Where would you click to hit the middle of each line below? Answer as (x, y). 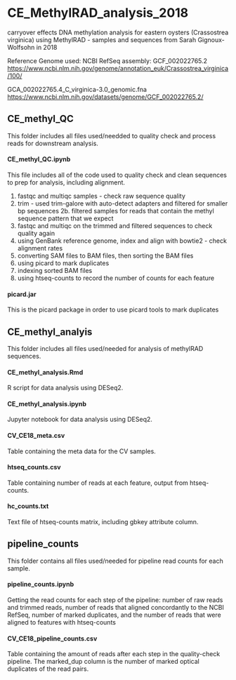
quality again (36, 233)
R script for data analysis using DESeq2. (65, 388)
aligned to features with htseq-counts (61, 622)
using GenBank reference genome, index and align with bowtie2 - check (122, 241)
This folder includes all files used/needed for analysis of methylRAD (105, 348)
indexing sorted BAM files (55, 270)
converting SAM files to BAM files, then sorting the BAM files (105, 255)
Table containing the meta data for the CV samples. (81, 451)
